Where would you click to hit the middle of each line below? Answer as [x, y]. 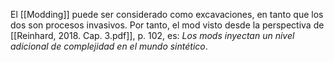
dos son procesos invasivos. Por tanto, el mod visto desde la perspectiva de [167, 25]
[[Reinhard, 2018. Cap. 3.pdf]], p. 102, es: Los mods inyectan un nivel [152, 35]
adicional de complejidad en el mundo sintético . [109, 46]
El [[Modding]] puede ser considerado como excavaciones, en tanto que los [167, 14]
